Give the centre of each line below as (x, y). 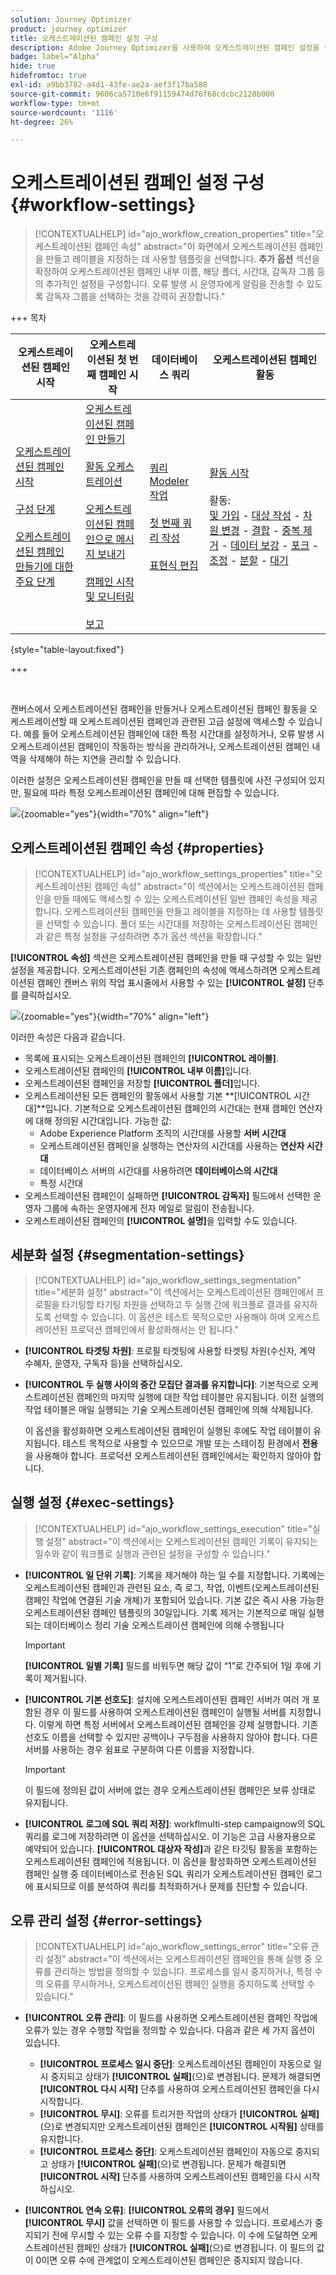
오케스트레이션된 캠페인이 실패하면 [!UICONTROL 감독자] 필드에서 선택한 (168, 1195)
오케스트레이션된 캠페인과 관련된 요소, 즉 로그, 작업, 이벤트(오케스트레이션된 (172, 1587)
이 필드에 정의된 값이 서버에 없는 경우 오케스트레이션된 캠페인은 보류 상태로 (170, 1790)
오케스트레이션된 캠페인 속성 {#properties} (137, 847)
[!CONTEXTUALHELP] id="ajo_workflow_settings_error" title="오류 (171, 1947)
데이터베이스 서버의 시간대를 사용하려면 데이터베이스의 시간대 (158, 1170)
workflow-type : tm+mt (55, 103)
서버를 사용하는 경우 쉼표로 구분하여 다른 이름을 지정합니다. (139, 1749)
